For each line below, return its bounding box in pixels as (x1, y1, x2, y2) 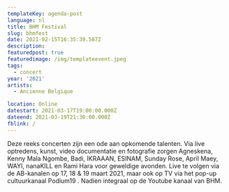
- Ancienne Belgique (13, 88, 73, 95)
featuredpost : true (7, 50, 64, 57)
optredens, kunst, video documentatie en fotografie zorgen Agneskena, (7, 147, 213, 155)
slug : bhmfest (7, 29, 49, 37)
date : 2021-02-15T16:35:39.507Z (7, 36, 101, 43)
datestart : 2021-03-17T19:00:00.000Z (7, 108, 117, 115)
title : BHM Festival (7, 23, 68, 30)
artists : (7, 82, 33, 89)
